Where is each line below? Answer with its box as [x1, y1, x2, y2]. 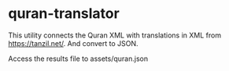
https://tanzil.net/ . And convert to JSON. [8, 38, 139, 48]
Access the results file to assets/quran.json [8, 54, 148, 63]
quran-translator [8, 5, 120, 23]
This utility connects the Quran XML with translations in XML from [8, 30, 222, 40]
